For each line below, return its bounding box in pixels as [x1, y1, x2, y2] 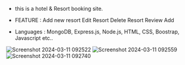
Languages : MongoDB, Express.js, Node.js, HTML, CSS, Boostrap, [14, 28, 180, 35]
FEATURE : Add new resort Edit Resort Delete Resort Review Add [14, 17, 174, 23]
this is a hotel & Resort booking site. [14, 5, 103, 12]
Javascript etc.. [14, 35, 54, 41]
